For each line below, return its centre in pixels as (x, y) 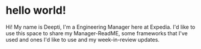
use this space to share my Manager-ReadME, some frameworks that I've (97, 33)
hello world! (36, 10)
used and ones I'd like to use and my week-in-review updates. (83, 39)
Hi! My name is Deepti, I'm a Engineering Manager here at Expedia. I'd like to (100, 27)
